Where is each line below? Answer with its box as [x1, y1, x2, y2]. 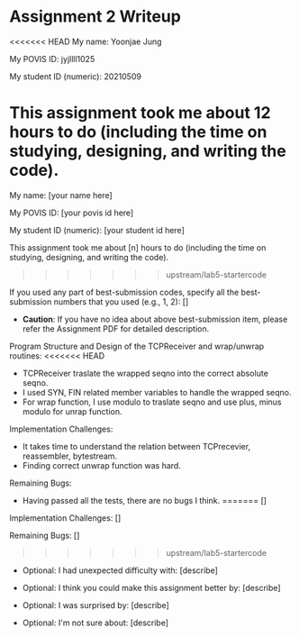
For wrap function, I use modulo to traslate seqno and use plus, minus [22, 396, 282, 407]
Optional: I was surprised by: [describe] [22, 599, 169, 610]
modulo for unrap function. [22, 405, 122, 416]
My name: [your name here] [9, 189, 113, 200]
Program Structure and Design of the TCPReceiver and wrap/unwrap [9, 341, 265, 351]
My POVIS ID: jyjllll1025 [9, 53, 95, 64]
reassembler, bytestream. [22, 450, 118, 461]
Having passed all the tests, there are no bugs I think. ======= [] [22, 495, 267, 505]
